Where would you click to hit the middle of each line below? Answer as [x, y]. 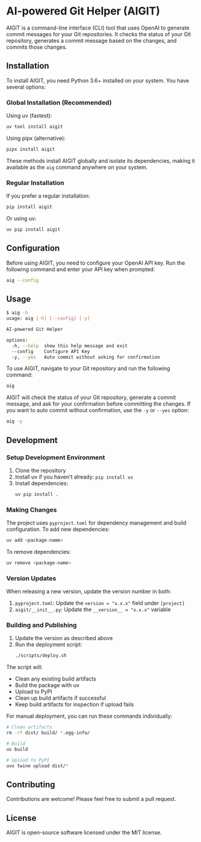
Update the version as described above [64, 638]
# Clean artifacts [29, 727]
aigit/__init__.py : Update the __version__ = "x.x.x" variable [93, 609]
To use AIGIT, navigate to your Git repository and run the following [88, 368]
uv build [17, 749]
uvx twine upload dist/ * [37, 766]
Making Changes [32, 509]
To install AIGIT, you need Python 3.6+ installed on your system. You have [98, 80]
